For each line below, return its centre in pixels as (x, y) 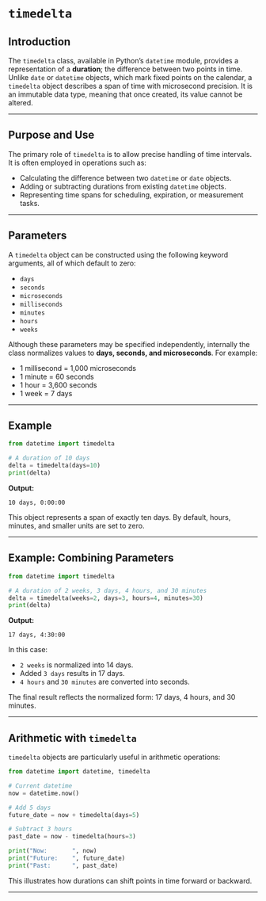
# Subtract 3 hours (40, 829)
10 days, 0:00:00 (37, 502)
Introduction (40, 42)
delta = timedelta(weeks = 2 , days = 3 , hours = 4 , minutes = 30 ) (106, 598)
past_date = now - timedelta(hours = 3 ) (72, 837)
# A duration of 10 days (49, 458)
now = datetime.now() (44, 793)
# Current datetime (40, 786)
